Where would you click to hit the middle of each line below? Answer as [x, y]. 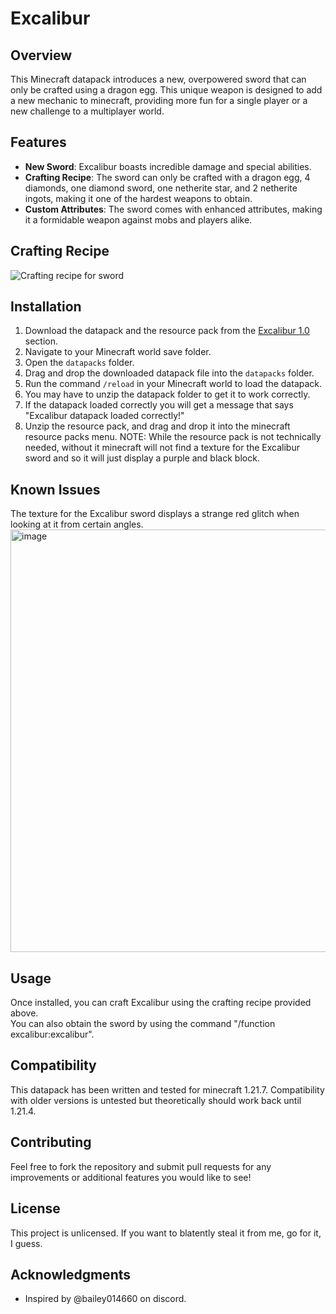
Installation [46, 307]
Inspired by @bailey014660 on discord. [105, 1299]
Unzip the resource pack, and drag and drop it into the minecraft [157, 426]
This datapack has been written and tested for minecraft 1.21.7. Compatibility [167, 1089]
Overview [41, 55]
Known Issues [55, 489]
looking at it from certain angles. [77, 524]
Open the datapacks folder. [79, 363]
